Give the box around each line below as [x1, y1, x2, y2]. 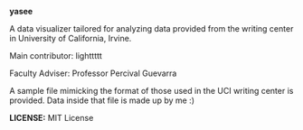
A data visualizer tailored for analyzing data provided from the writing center [9, 23, 294, 33]
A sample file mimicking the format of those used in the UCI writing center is [9, 86, 294, 96]
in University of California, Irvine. [9, 33, 132, 43]
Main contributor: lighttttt [9, 51, 102, 60]
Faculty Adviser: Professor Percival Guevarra [9, 68, 177, 79]
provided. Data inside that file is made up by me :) [9, 95, 195, 106]
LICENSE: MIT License [9, 113, 94, 123]
